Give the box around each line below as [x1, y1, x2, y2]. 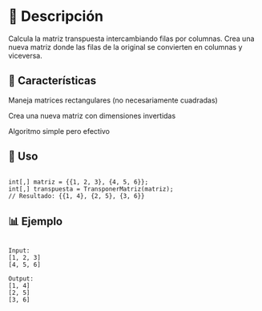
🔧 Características [8, 74, 97, 87]
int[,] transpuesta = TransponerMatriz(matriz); [8, 184, 174, 193]
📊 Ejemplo [8, 214, 62, 228]
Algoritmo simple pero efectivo [8, 126, 111, 135]
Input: [8, 247, 30, 255]
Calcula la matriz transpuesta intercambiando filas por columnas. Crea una [8, 34, 255, 43]
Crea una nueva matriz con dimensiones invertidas [8, 111, 176, 120]
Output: [8, 275, 34, 283]
